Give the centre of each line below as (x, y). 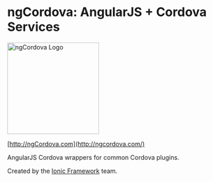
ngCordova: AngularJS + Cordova (107, 12)
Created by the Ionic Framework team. (63, 171)
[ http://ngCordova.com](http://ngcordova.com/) (76, 144)
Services (34, 27)
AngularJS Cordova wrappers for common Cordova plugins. (93, 157)
